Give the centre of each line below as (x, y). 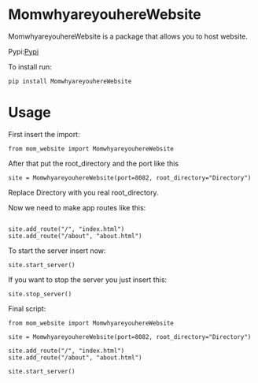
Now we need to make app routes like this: (77, 207)
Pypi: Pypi (24, 51)
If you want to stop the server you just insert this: (88, 279)
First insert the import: (44, 134)
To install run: (30, 67)
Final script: (27, 308)
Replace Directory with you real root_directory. (83, 192)
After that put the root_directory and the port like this (94, 163)
